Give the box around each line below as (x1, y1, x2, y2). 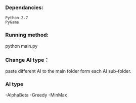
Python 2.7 (5, 16, 28, 21)
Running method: (5, 32, 49, 39)
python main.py (5, 43, 38, 49)
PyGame (5, 20, 19, 25)
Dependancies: (5, 4, 44, 11)
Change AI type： (5, 56, 50, 63)
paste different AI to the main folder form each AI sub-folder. (5, 68, 131, 74)
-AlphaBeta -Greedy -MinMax (5, 92, 67, 98)
